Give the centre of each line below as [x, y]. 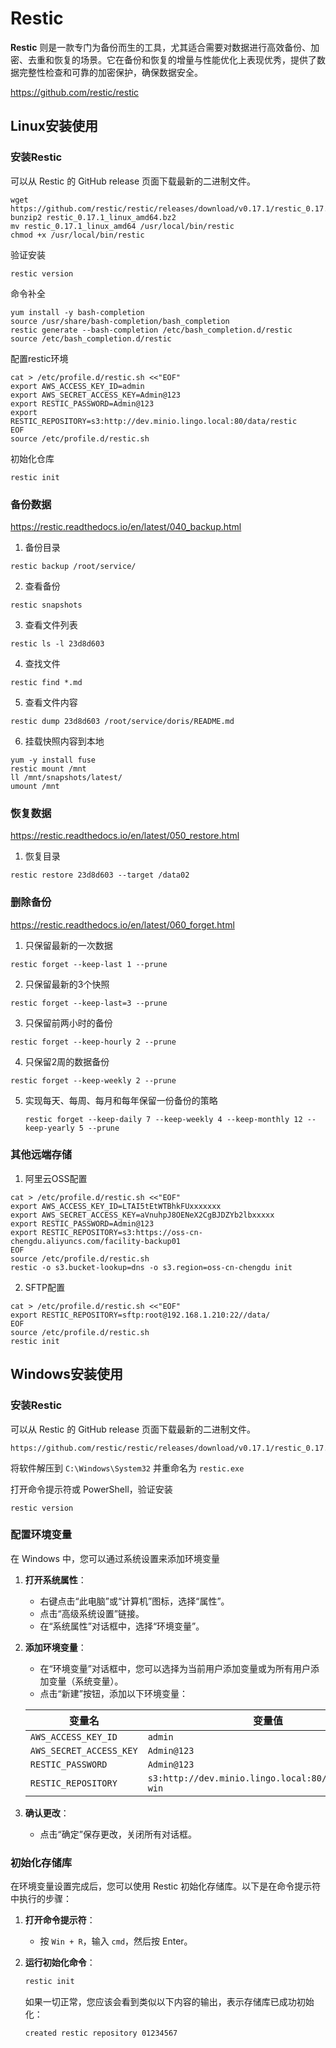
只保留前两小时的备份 [68, 1023]
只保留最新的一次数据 [68, 945]
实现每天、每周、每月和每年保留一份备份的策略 [121, 1100]
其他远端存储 [41, 1155]
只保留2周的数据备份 [67, 1061]
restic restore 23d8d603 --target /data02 [100, 875]
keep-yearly [49, 1128]
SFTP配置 [45, 1287]
